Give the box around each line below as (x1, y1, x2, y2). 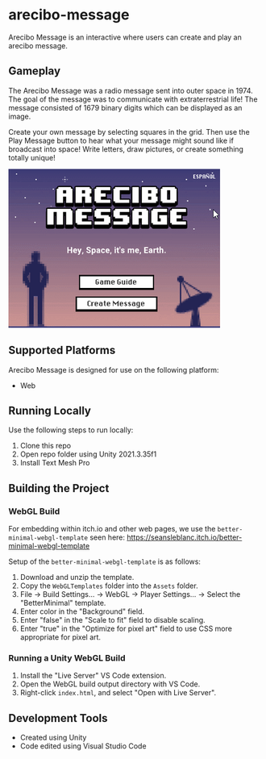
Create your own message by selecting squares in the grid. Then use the (8, 127, 250, 136)
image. (8, 111, 31, 121)
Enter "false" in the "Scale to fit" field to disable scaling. (19, 615, 206, 625)
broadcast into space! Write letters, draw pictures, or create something (8, 144, 244, 154)
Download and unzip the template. (19, 573, 135, 582)
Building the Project (8, 482, 110, 495)
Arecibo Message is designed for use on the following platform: (8, 365, 219, 374)
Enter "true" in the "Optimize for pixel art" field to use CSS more (19, 623, 232, 634)
